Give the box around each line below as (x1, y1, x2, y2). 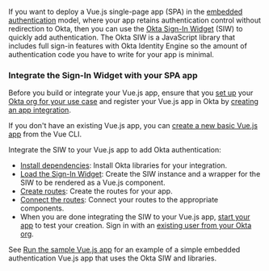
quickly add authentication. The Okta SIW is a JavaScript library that (8, 32, 236, 42)
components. (19, 203, 65, 213)
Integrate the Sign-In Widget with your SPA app (8, 69, 198, 81)
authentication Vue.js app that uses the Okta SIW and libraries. (8, 253, 216, 263)
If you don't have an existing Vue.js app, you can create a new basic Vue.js (8, 121, 258, 131)
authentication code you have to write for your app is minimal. (8, 50, 214, 59)
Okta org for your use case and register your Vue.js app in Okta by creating (8, 97, 258, 106)
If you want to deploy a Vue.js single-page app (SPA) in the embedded (8, 7, 243, 16)
